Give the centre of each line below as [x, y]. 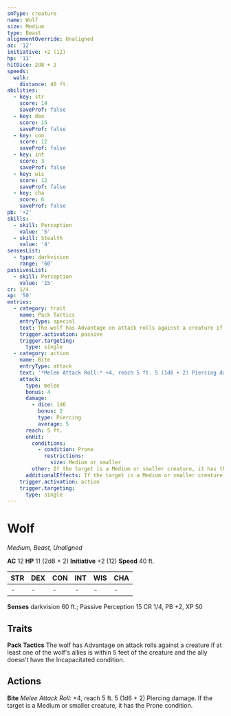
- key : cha [29, 193]
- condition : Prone [66, 450]
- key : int [29, 155]
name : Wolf [23, 20]
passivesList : [27, 270]
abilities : [23, 90]
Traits [20, 628]
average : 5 [53, 424]
